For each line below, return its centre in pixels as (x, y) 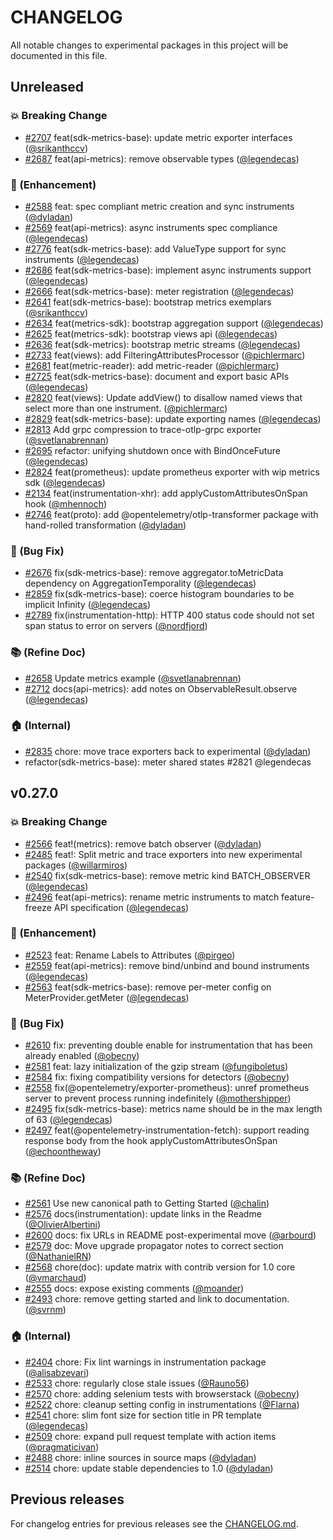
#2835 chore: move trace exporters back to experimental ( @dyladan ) (168, 751)
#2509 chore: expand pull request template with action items (150, 1436)
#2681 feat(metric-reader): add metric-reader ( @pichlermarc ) (152, 365)
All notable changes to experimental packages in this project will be (149, 45)
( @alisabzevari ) (57, 1372)
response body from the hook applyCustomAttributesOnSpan (151, 1141)
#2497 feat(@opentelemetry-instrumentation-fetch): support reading (167, 1130)
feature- (298, 897)
